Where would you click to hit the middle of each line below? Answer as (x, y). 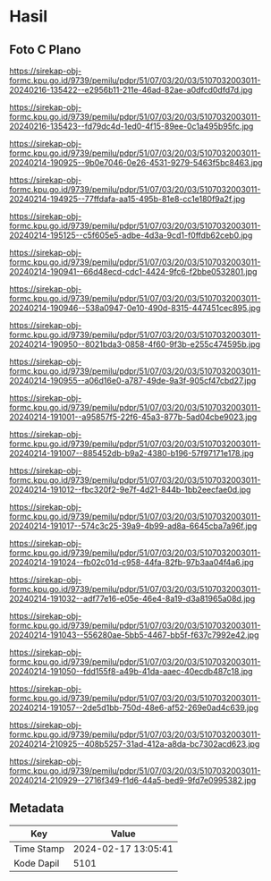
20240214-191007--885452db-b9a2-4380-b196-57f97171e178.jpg (132, 453)
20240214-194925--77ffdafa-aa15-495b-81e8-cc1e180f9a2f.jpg (127, 199)
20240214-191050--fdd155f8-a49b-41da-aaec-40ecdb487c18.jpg (131, 671)
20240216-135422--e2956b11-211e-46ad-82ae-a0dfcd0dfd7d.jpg (131, 90)
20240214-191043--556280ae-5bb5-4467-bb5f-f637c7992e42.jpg (134, 635)
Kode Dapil (37, 863)
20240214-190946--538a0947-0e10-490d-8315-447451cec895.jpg (135, 308)
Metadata (37, 808)
